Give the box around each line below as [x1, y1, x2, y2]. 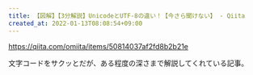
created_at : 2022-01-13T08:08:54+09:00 [8, 19, 143, 27]
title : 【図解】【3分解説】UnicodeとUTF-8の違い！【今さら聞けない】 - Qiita [8, 11, 245, 20]
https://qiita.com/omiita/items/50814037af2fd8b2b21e [8, 41, 188, 51]
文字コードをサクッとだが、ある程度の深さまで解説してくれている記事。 [8, 58, 249, 68]
